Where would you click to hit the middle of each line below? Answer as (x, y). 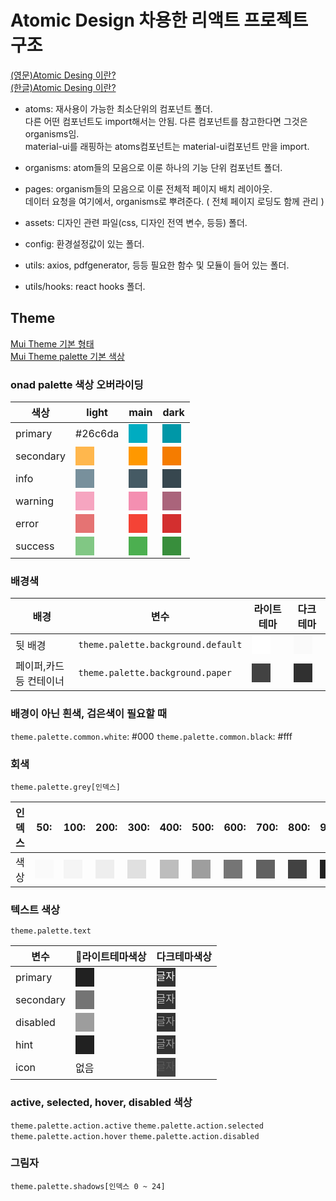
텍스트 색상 (35, 909)
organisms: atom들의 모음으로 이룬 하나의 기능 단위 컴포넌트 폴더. (153, 167)
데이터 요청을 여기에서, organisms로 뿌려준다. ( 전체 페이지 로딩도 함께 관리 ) (174, 201)
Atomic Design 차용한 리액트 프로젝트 (159, 20)
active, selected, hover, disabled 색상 (101, 1103)
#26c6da (97, 434)
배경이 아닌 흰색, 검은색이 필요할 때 (89, 714)
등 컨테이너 (40, 681)
